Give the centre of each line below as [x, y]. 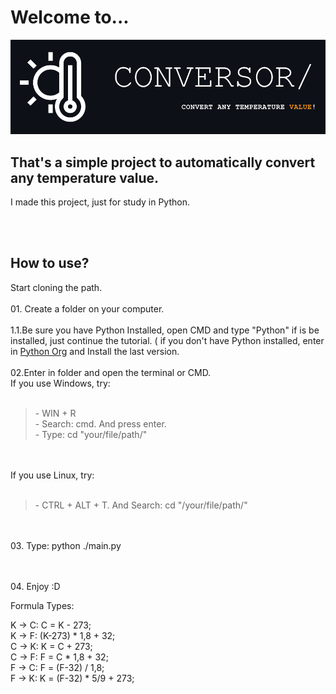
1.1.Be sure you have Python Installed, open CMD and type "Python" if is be [165, 330]
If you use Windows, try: [60, 383]
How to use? [50, 263]
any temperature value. [85, 177]
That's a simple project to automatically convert [163, 162]
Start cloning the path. [56, 287]
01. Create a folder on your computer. [87, 308]
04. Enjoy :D [35, 586]
